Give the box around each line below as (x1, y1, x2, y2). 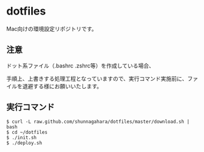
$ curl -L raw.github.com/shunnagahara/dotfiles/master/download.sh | (6, 119, 190, 125)
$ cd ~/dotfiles (6, 129, 48, 135)
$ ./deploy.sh (6, 140, 43, 146)
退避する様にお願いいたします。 (22, 82, 103, 89)
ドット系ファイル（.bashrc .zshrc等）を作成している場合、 (6, 62, 155, 69)
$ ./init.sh (6, 134, 37, 140)
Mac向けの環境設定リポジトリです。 (6, 25, 98, 32)
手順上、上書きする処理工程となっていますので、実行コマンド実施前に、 (6, 75, 188, 82)
